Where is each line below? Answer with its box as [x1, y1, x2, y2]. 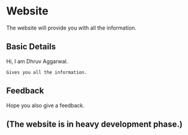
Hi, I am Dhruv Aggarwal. [6, 57, 68, 64]
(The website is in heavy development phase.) [6, 119, 183, 129]
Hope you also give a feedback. [6, 101, 85, 109]
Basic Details [6, 42, 56, 52]
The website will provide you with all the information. [6, 24, 137, 31]
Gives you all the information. [6, 69, 87, 75]
